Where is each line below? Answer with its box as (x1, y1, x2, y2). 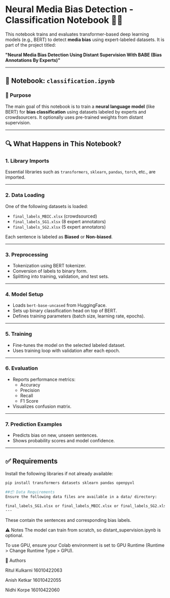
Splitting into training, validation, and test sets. (12, 273, 109, 279)
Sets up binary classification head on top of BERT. (12, 308, 117, 314)
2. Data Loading (5, 192, 45, 199)
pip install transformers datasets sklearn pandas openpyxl (5, 480, 135, 485)
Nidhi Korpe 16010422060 (5, 587, 60, 593)
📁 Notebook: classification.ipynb (5, 77, 115, 85)
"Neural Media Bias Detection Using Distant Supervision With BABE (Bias (5, 52, 162, 58)
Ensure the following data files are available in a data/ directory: (5, 494, 157, 499)
